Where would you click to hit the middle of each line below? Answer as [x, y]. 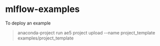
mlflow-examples [43, 9]
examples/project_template [45, 38]
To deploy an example [28, 23]
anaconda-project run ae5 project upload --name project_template [86, 32]
